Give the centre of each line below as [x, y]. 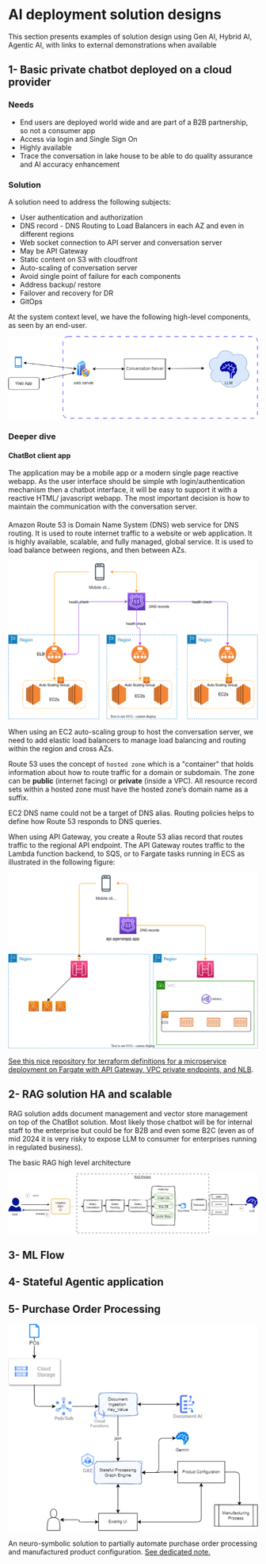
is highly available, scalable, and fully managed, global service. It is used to [131, 541]
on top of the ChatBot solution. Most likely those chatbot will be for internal [130, 1122]
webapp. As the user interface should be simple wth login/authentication [127, 482]
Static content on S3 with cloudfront [79, 259]
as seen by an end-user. [47, 325]
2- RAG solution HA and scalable [90, 1095]
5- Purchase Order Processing [84, 1309]
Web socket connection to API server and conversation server [121, 242]
